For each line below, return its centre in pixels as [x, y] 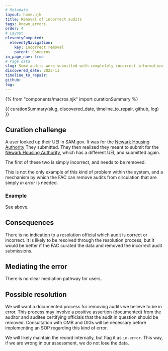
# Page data [18, 61]
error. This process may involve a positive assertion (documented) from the [83, 312]
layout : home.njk [23, 15]
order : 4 [14, 29]
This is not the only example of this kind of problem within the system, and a [84, 172]
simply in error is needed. [32, 183]
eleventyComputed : [24, 38]
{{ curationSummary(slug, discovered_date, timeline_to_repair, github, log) [82, 109]
